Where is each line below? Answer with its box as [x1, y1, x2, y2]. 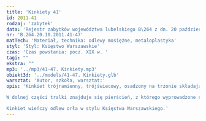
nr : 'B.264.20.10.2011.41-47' [6, 32, 84, 38]
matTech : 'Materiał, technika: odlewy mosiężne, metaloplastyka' [6, 37, 177, 44]
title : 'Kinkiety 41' [6, 9, 62, 15]
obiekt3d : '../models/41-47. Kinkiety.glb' [6, 72, 120, 78]
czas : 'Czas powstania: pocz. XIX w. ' [6, 49, 109, 55]
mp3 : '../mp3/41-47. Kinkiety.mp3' [6, 66, 97, 72]
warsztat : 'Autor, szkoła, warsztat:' [6, 77, 105, 84]
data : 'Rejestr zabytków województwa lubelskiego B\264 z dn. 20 [6, 26, 177, 33]
